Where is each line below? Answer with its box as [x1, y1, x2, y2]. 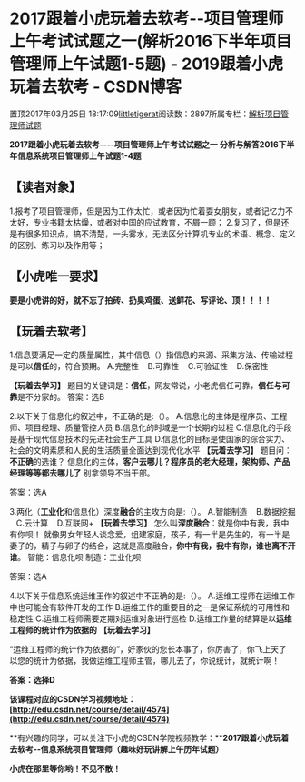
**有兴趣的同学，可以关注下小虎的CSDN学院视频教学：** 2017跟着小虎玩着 [9, 733, 290, 744]
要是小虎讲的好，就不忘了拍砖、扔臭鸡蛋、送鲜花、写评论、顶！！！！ [9, 295, 272, 306]
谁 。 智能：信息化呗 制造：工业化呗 [9, 552, 142, 563]
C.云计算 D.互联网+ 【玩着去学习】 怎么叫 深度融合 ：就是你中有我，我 [15, 517, 281, 528]
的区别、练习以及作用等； [9, 239, 105, 250]
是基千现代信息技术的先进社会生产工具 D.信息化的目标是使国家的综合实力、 [9, 434, 290, 445]
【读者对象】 [9, 179, 82, 195]
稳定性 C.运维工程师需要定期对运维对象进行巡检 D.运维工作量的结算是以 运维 [9, 613, 292, 624]
